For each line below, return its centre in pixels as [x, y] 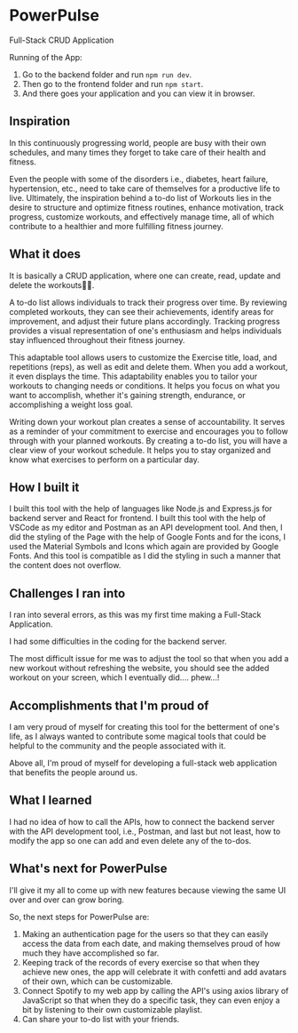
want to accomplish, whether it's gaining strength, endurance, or [127, 395]
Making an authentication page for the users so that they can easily [145, 933]
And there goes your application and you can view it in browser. [138, 93]
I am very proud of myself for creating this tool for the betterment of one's [145, 727]
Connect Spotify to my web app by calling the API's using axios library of [155, 990]
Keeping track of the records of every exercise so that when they [141, 962]
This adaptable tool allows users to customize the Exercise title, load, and [143, 357]
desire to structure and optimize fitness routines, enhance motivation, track [146, 207]
